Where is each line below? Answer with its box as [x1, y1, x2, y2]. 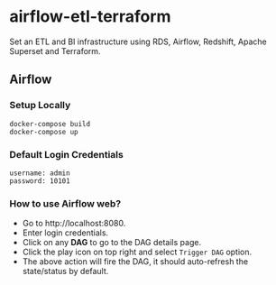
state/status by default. [22, 266, 109, 277]
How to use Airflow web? [9, 197, 122, 209]
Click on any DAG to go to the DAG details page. [22, 237, 201, 248]
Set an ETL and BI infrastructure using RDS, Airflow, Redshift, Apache [9, 36, 268, 47]
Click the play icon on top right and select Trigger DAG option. [22, 246, 253, 258]
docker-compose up [9, 127, 78, 136]
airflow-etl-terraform [9, 6, 171, 27]
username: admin [9, 169, 70, 178]
